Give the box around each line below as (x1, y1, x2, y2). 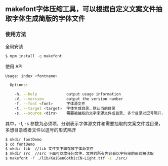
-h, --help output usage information (14, 92, 121, 97)
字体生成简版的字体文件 (12, 14, 85, 23)
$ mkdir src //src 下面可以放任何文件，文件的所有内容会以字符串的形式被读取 (5, 151, 154, 156)
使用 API (5, 63, 23, 70)
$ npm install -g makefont (5, 53, 62, 58)
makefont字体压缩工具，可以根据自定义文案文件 (5, 5, 156, 14)
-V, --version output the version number (14, 96, 123, 102)
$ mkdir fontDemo (5, 137, 42, 142)
